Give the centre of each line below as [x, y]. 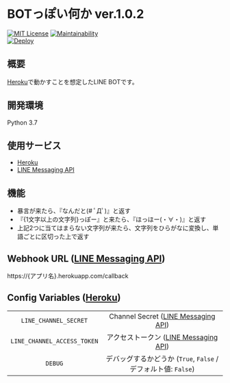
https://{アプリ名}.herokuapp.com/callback [68, 276]
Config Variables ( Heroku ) [64, 298]
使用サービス [34, 146]
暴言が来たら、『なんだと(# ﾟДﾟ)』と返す [74, 211]
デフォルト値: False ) [162, 369]
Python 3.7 [22, 122]
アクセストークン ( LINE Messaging [162, 337]
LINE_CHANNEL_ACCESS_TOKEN [54, 341]
